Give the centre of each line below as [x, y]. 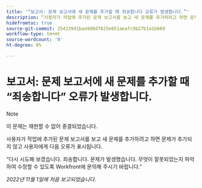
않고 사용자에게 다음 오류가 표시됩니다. [57, 146]
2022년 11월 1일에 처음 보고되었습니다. [51, 179]
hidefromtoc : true [29, 23]
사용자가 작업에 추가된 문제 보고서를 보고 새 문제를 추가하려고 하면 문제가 [91, 139]
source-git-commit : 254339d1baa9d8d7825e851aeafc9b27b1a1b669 [86, 28]
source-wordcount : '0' [35, 40]
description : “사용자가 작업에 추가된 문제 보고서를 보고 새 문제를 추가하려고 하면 [97, 17]
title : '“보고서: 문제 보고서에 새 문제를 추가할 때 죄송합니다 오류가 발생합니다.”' [98, 12]
